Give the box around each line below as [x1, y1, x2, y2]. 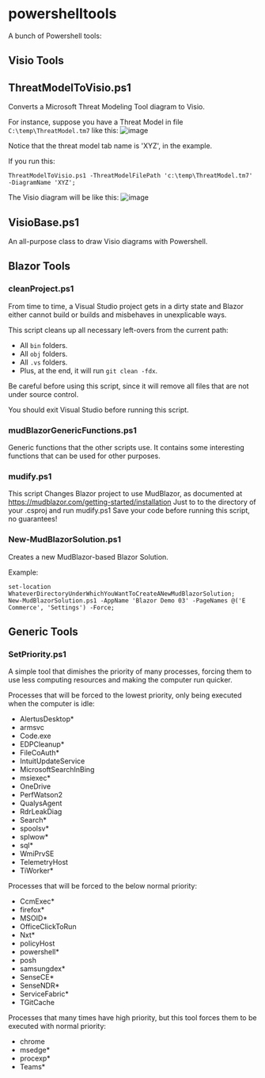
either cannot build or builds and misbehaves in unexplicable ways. [8, 310, 227, 319]
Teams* [19, 1062, 46, 1072]
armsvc [19, 723, 45, 732]
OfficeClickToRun [19, 922, 77, 931]
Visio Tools [8, 54, 65, 67]
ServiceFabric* [19, 989, 70, 999]
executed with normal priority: [8, 1022, 107, 1031]
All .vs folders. [19, 357, 68, 367]
